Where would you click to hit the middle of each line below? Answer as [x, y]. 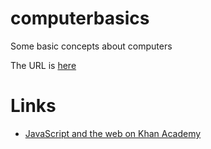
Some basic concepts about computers [91, 46]
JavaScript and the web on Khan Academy [113, 133]
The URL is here [43, 65]
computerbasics [80, 18]
